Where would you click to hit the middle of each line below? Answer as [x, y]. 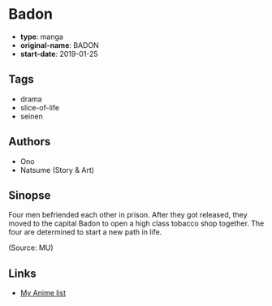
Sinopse [30, 195]
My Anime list [43, 293]
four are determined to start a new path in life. [85, 232]
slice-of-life [39, 107]
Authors [30, 142]
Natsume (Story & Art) [57, 170]
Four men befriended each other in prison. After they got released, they [128, 215]
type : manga [41, 37]
